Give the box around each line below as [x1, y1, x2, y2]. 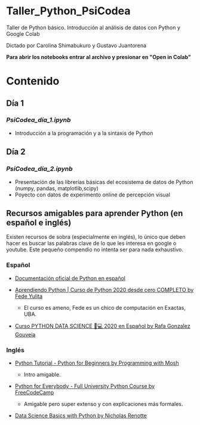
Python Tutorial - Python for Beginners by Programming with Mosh [14, 359, 179, 367]
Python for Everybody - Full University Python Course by [14, 382, 155, 389]
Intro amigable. [23, 371, 61, 378]
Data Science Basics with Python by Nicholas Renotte [14, 412, 147, 419]
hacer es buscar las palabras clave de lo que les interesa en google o [6, 240, 177, 247]
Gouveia [14, 331, 36, 338]
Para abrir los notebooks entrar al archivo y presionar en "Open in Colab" [6, 53, 191, 60]
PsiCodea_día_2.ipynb [6, 165, 73, 173]
